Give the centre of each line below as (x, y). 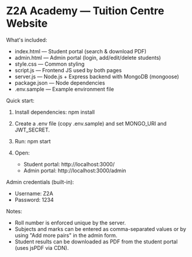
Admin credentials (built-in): (40, 182)
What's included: (27, 40)
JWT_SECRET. (32, 130)
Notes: (14, 211)
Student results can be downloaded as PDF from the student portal (96, 242)
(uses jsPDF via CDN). (42, 248)
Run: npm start (33, 141)
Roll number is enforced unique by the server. (70, 223)
